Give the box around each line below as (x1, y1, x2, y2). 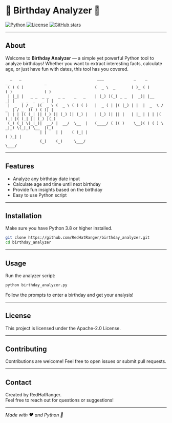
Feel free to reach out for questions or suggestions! (5, 397, 114, 403)
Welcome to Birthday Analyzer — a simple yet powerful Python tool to (5, 55, 155, 61)
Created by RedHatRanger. (5, 392, 62, 398)
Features (5, 162, 34, 171)
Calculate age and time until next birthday (12, 181, 101, 187)
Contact (5, 378, 32, 387)
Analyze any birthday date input (12, 176, 80, 182)
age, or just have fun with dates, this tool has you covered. (5, 66, 129, 72)
